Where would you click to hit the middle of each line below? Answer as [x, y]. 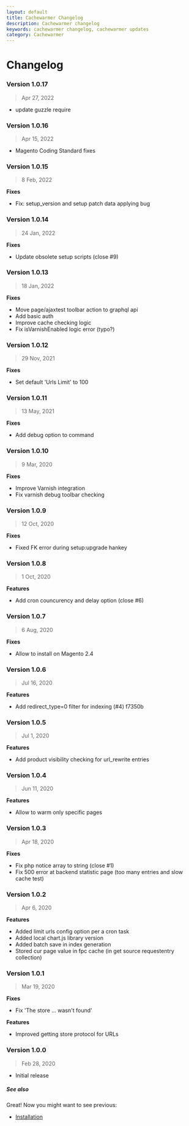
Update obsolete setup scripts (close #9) [67, 257]
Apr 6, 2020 [36, 908]
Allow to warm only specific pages [59, 812]
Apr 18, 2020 [37, 842]
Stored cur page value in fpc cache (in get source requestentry [94, 951]
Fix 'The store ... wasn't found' [54, 1010]
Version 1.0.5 [26, 722]
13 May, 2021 [38, 411]
